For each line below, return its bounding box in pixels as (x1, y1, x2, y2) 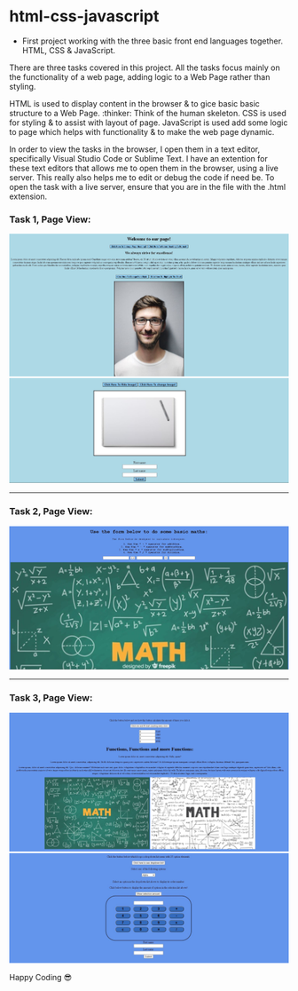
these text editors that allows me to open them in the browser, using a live (9, 163, 279, 173)
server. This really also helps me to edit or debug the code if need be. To (9, 171, 275, 183)
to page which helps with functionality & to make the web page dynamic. (9, 126, 275, 137)
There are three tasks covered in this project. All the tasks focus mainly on (9, 62, 281, 73)
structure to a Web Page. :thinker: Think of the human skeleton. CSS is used (9, 107, 286, 118)
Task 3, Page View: (9, 692, 93, 704)
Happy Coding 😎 (9, 972, 73, 982)
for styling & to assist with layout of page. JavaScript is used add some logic (9, 117, 288, 128)
